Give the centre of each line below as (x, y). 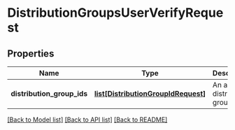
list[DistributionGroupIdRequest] (150, 94)
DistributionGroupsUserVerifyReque (115, 13)
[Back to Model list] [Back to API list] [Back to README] (87, 120)
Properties (31, 53)
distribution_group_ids (49, 94)
